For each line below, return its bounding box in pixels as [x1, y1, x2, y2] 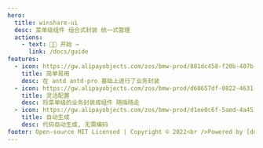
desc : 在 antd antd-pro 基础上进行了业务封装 [21, 77, 160, 85]
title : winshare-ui [14, 19, 79, 27]
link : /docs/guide [27, 48, 89, 56]
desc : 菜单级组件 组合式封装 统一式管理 [14, 26, 130, 34]
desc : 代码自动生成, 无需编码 [21, 121, 108, 128]
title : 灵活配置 [21, 92, 70, 99]
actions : [14, 33, 43, 42]
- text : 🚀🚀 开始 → [21, 41, 79, 49]
